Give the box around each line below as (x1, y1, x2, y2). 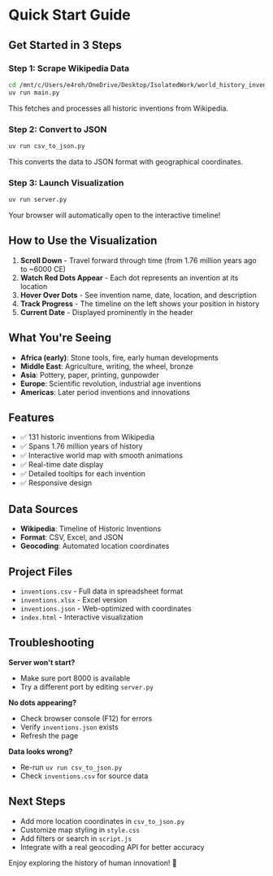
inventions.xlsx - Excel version (19, 595, 128, 605)
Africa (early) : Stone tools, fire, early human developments (19, 353, 219, 362)
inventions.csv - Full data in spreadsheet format (19, 586, 184, 596)
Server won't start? (8, 657, 76, 667)
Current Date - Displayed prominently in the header (19, 307, 193, 317)
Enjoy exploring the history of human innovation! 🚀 (8, 857, 177, 868)
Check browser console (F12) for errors (19, 713, 153, 723)
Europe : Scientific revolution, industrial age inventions (19, 379, 201, 388)
